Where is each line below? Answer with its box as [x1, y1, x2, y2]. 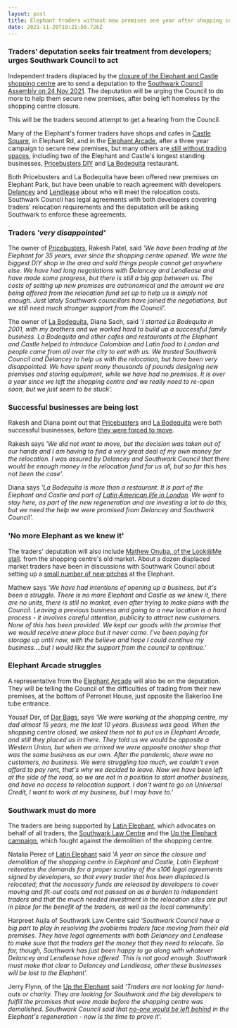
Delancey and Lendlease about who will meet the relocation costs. [8, 188, 200, 196]
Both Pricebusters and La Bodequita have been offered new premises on [8, 172, 219, 181]
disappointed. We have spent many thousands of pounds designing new [8, 362, 219, 370]
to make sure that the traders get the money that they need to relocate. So [8, 939, 224, 948]
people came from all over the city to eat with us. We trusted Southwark [8, 347, 217, 356]
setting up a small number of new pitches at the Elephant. [8, 569, 175, 578]
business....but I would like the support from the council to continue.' [8, 643, 207, 651]
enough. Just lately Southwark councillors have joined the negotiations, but [8, 296, 227, 304]
